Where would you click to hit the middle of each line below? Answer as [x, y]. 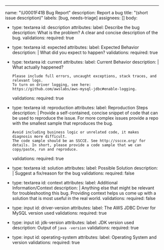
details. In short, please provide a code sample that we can [77, 145]
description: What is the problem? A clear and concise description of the [85, 33]
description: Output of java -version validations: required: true [75, 228]
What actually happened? [38, 67]
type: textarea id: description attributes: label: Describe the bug [76, 27]
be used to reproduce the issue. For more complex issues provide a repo [85, 118]
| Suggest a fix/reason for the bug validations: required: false [73, 173]
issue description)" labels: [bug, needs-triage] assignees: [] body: [71, 18]
